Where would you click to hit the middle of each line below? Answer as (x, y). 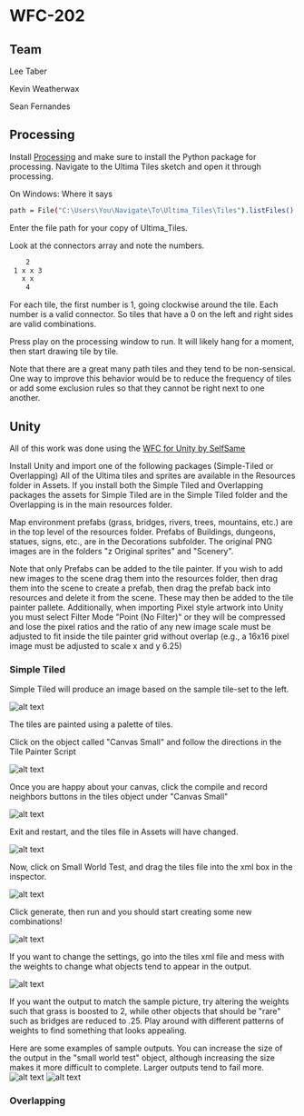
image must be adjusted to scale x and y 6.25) (96, 646)
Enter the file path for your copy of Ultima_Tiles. (98, 227)
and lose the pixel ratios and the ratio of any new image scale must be (140, 627)
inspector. (28, 877)
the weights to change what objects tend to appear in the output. (131, 967)
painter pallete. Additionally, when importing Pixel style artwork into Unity (147, 607)
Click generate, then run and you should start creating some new (131, 912)
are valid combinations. (53, 324)
